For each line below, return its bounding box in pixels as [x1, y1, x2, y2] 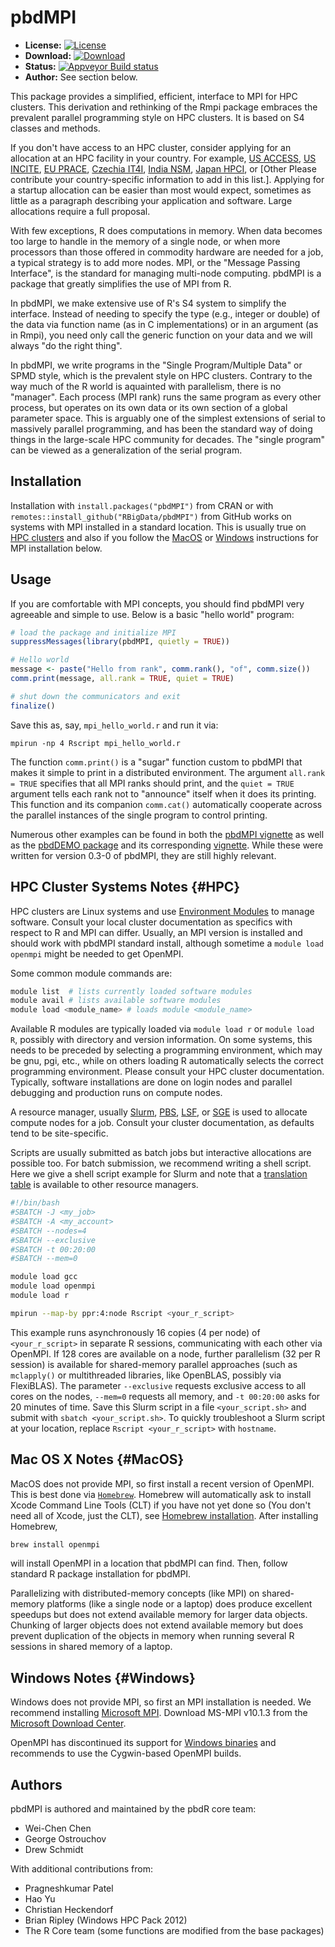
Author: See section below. [24, 71, 138, 83]
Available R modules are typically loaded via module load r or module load [10, 1023, 315, 1035]
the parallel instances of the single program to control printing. [10, 809, 268, 821]
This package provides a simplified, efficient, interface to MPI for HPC [10, 90, 298, 102]
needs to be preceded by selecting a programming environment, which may [10, 1044, 323, 1056]
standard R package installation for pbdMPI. [10, 1568, 192, 1580]
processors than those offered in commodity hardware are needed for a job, [10, 246, 324, 258]
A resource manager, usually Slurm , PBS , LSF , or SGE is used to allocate [10, 1106, 308, 1118]
